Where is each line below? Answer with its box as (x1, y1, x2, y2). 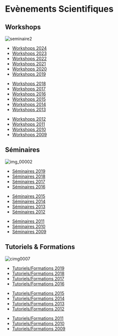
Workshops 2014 (12, 102, 46, 107)
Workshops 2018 (12, 81, 46, 86)
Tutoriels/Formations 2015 (12, 290, 65, 296)
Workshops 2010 (12, 126, 46, 132)
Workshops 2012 (12, 116, 46, 122)
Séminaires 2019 (12, 168, 46, 174)
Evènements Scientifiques (5, 3, 114, 15)
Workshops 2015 (12, 96, 46, 102)
